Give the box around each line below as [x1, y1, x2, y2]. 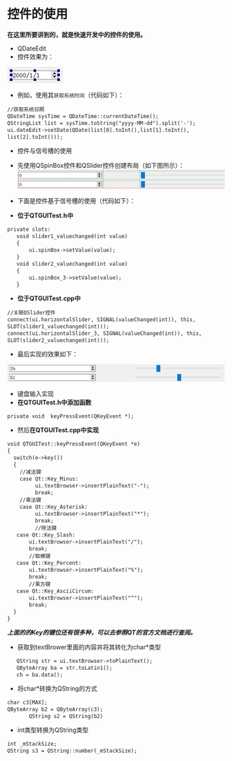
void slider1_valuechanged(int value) [16, 233, 128, 240]
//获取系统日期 [7, 106, 45, 113]
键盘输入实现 [17, 389, 54, 398]
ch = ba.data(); [16, 671, 64, 678]
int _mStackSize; [7, 740, 57, 747]
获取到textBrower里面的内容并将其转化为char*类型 [17, 643, 161, 651]
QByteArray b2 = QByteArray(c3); [7, 706, 104, 713]
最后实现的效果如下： [17, 349, 78, 358]
